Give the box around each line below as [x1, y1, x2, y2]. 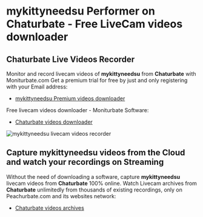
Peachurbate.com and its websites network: [6, 192, 116, 199]
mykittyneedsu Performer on [6, 4, 156, 18]
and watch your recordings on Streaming [6, 157, 164, 167]
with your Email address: [6, 83, 68, 90]
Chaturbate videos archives [15, 204, 85, 212]
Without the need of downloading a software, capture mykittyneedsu [6, 173, 181, 180]
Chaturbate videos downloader [15, 118, 93, 125]
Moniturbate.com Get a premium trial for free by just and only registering [6, 77, 188, 84]
